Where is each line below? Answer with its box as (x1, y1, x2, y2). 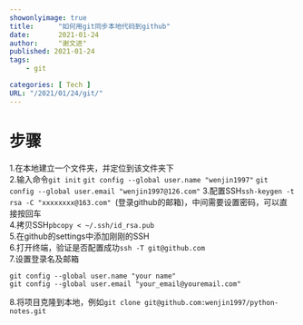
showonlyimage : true (9, 13, 88, 23)
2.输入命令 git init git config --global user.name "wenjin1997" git (9, 173, 269, 184)
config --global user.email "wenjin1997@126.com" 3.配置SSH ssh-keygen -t (9, 185, 295, 196)
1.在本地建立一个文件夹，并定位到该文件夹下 (9, 162, 174, 173)
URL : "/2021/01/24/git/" (9, 88, 103, 98)
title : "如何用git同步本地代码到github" (9, 22, 171, 31)
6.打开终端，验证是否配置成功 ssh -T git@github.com (9, 241, 206, 252)
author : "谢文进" (9, 38, 87, 48)
